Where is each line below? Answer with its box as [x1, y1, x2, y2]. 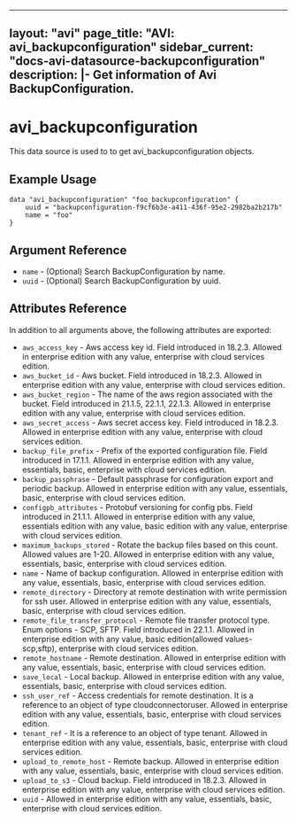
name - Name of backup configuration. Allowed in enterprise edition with [21, 568, 284, 578]
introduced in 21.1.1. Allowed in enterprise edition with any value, [21, 511, 255, 522]
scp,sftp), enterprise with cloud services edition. [21, 643, 199, 654]
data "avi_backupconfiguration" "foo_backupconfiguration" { [9, 196, 240, 205]
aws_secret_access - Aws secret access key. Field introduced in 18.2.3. [21, 417, 278, 428]
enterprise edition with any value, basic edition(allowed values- [21, 633, 253, 644]
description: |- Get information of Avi [9, 67, 217, 82]
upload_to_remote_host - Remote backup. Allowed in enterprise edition [21, 756, 279, 766]
